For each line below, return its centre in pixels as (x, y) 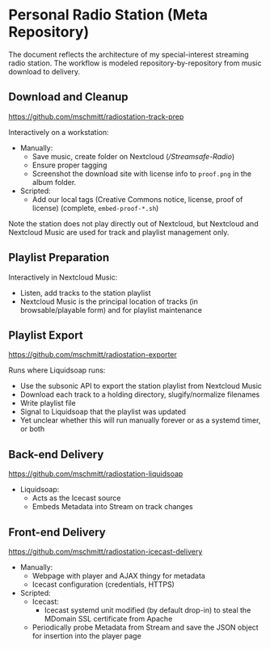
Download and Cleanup (68, 97)
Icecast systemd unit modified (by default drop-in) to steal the (148, 610)
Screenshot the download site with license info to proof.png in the (142, 173)
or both (32, 429)
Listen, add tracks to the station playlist (85, 293)
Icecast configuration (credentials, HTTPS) (103, 584)
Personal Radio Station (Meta (108, 15)
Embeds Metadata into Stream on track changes (112, 507)
